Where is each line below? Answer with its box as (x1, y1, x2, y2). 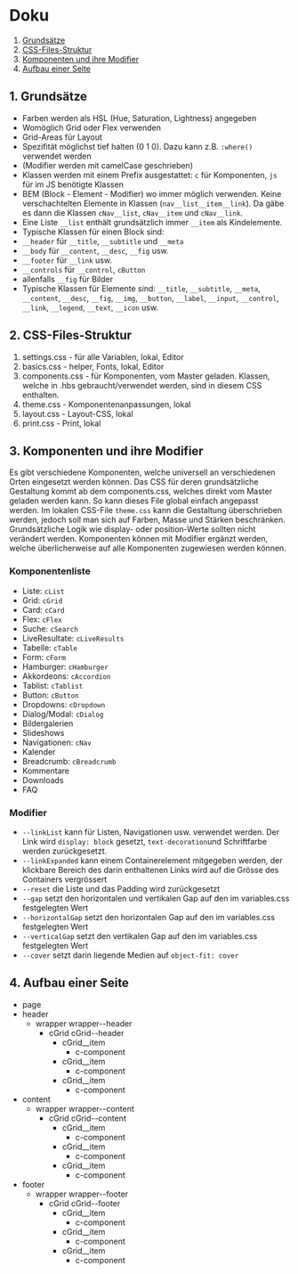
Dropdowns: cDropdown (21, 698, 106, 709)
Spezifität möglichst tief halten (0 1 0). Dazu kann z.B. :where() (21, 141, 254, 151)
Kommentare (21, 765, 69, 776)
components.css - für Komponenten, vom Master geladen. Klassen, (21, 371, 270, 381)
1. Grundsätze (9, 89, 87, 104)
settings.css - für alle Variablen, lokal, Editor (21, 351, 184, 362)
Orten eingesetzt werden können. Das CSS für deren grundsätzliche (9, 477, 260, 487)
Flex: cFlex (21, 614, 62, 625)
